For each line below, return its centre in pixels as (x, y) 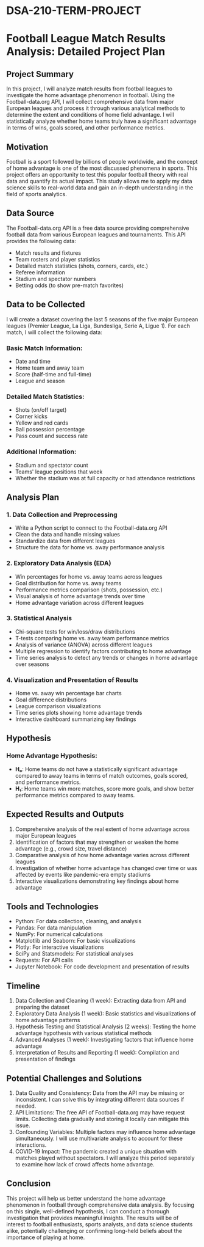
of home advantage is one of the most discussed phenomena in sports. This (102, 168)
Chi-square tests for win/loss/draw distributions (75, 631)
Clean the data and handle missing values (68, 535)
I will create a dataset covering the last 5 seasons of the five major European (102, 319)
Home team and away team (50, 368)
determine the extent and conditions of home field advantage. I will (90, 115)
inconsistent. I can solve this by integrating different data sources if (100, 1100)
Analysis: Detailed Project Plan (86, 52)
